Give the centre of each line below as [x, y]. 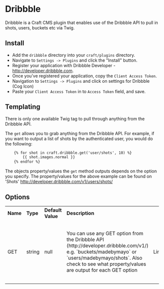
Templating [23, 107]
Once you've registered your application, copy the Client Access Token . [84, 76]
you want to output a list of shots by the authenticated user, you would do [79, 139]
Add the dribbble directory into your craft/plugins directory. [73, 55]
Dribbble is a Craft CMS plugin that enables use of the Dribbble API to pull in [82, 23]
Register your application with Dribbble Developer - [64, 65]
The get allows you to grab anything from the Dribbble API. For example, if [80, 133]
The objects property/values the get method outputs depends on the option [81, 171]
